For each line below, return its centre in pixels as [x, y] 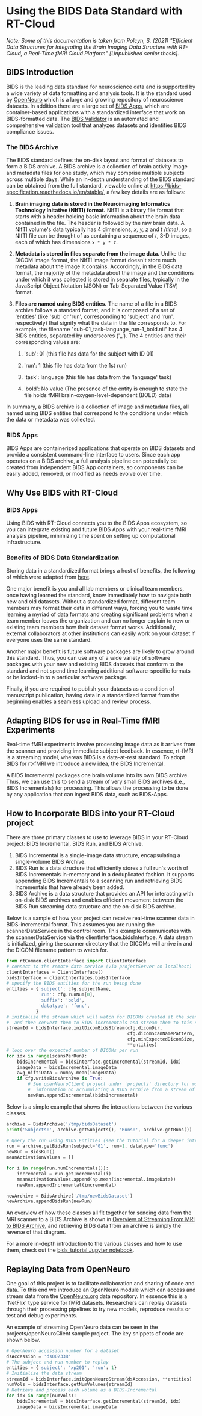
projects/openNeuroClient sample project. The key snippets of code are [95, 1334]
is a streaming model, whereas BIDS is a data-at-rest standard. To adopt [96, 757]
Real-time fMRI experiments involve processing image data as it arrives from [101, 745]
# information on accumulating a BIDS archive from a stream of [112, 1090]
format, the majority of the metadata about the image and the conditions [104, 273]
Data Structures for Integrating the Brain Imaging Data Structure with [92, 47]
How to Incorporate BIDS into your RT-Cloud [90, 813]
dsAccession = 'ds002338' [38, 1357]
